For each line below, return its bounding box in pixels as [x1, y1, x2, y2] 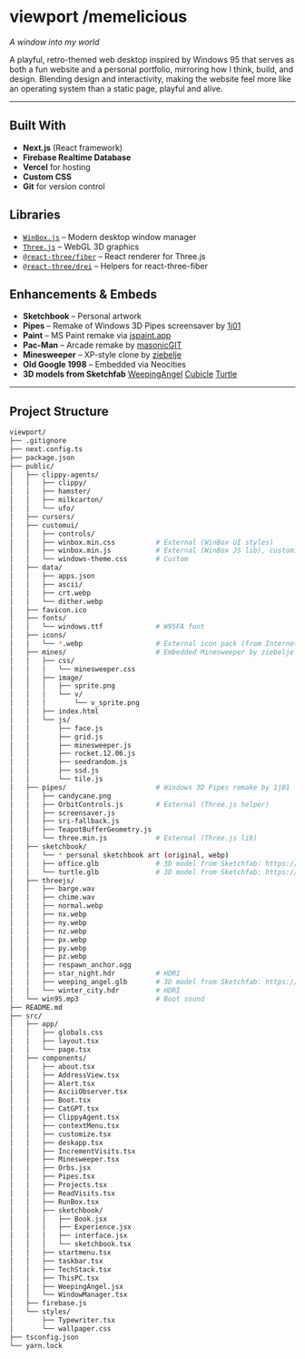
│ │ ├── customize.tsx [9, 1130, 112, 1139]
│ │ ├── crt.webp [9, 589, 92, 598]
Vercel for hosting [22, 161, 91, 172]
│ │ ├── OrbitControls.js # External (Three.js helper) [9, 800, 271, 809]
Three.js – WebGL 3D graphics [22, 241, 140, 252]
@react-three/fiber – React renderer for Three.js [22, 250, 206, 261]
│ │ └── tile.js [9, 775, 103, 784]
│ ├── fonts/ [9, 614, 67, 623]
